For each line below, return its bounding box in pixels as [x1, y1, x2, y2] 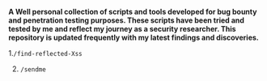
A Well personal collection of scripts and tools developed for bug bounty [8, 7, 257, 16]
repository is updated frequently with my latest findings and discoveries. [8, 32, 259, 42]
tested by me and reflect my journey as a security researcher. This [8, 24, 236, 33]
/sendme [19, 66, 46, 74]
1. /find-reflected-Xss [8, 49, 83, 58]
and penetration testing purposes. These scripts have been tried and [8, 15, 245, 25]
